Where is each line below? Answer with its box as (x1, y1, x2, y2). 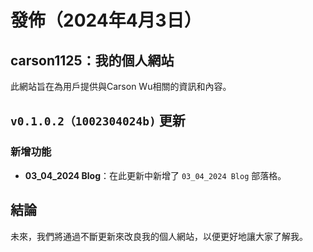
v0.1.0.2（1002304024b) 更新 (10, 112, 186, 130)
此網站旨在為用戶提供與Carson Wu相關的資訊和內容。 (10, 81, 232, 92)
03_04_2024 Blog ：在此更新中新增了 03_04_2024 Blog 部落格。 (24, 169, 287, 181)
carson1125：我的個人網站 (10, 52, 175, 69)
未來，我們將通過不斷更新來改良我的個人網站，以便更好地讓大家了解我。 (10, 230, 308, 242)
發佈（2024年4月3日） (10, 9, 202, 32)
